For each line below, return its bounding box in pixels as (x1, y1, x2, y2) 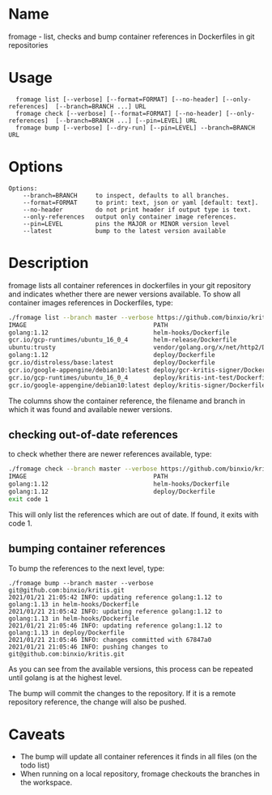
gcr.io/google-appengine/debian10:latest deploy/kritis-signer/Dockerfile (8, 381, 266, 389)
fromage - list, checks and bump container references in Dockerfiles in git (8, 32, 255, 41)
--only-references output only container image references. (23, 212, 237, 221)
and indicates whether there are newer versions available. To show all (8, 289, 241, 299)
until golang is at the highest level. (8, 673, 122, 682)
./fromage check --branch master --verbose (8, 465, 158, 474)
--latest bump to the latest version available (23, 227, 227, 235)
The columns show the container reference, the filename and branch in (8, 396, 245, 406)
